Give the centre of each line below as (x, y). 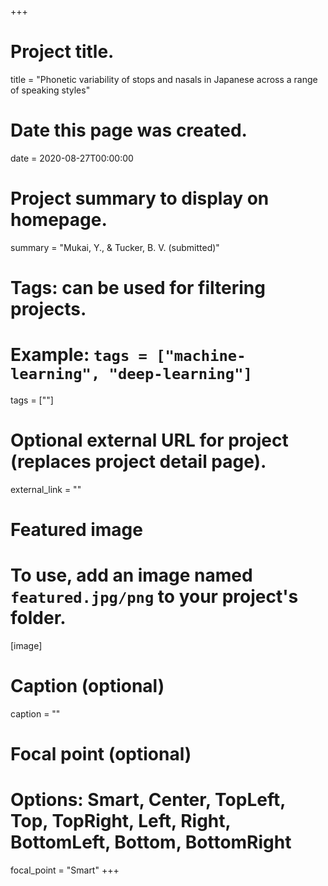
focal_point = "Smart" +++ (65, 870)
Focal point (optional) (101, 754)
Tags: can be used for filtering (138, 288)
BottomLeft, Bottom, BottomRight (151, 842)
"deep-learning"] (180, 374)
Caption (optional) (87, 686)
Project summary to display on (140, 198)
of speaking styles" (50, 90)
